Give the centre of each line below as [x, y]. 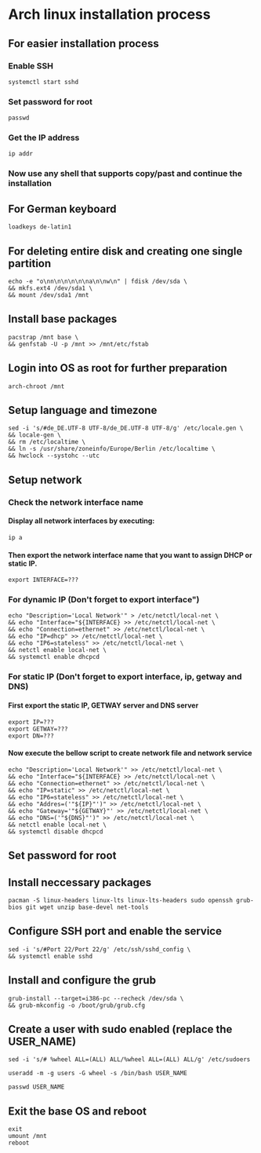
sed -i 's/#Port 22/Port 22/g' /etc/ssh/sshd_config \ [100, 949]
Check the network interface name [76, 502]
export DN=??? [31, 736]
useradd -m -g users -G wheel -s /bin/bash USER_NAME [98, 1074]
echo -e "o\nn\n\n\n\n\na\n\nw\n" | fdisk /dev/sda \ [98, 282]
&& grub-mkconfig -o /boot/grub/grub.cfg [77, 1005]
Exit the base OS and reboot [78, 1111]
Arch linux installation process [109, 15]
